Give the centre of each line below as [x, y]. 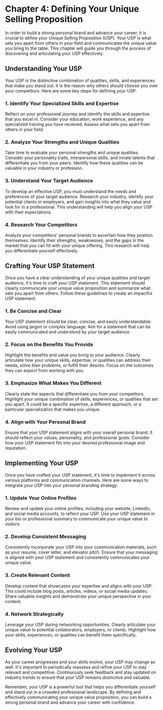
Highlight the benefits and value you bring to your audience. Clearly [73, 355]
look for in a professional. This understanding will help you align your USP [79, 207]
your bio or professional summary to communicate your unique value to [76, 519]
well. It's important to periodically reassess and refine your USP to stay [76, 667]
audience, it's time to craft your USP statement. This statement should [75, 283]
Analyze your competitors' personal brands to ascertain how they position [79, 235]
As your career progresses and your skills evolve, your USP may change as [80, 662]
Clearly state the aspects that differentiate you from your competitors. [75, 394]
